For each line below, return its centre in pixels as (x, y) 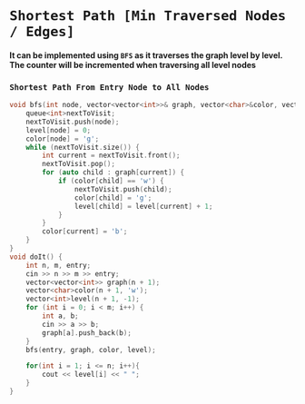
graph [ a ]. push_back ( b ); (87, 333)
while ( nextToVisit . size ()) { (83, 147)
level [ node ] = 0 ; (59, 130)
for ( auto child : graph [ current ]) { (113, 172)
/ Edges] (42, 32)
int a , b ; (60, 316)
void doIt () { (36, 257)
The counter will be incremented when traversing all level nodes (133, 64)
